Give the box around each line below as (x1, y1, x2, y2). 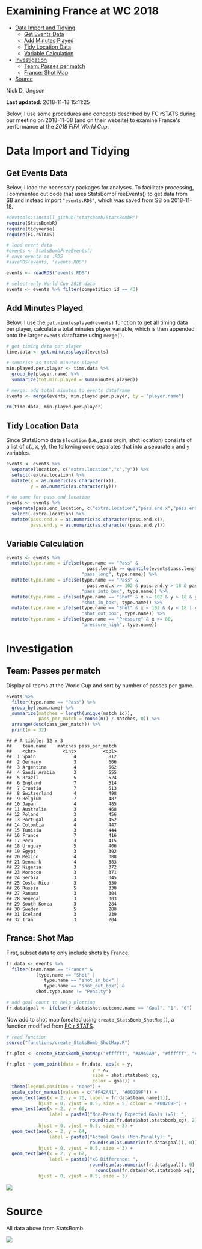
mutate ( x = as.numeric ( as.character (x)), (11, 477, 117, 483)
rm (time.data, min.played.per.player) (6, 404, 103, 410)
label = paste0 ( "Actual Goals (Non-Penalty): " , (49, 1134, 173, 1140)
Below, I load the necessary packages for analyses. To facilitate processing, (6, 183, 194, 191)
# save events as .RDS (6, 254, 63, 260)
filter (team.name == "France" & (11, 966, 93, 972)
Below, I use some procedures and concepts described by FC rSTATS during (6, 110, 196, 117)
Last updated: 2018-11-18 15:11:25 (6, 98, 90, 106)
